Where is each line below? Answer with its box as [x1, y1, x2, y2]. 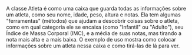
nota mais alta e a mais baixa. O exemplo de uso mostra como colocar [6, 36, 177, 43]
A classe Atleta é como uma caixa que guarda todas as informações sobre [6, 5, 187, 12]
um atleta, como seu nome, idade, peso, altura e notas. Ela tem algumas [6, 11, 181, 18]
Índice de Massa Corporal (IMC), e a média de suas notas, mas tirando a [6, 30, 181, 37]
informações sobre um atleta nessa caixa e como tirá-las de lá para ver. [6, 42, 180, 49]
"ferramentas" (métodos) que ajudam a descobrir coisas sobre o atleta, [6, 18, 180, 24]
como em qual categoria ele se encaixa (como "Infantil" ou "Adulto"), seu [6, 23, 184, 30]
